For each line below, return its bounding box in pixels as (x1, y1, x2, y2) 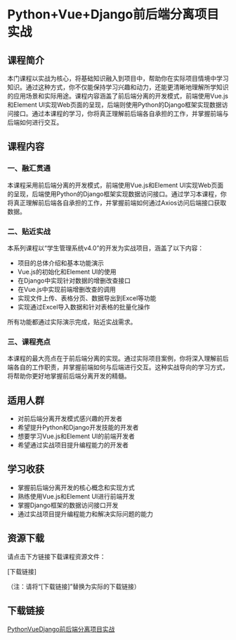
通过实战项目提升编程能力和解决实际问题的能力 (17, 509, 153, 518)
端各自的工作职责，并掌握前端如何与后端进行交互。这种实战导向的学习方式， (7, 363, 229, 371)
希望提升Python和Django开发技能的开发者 (17, 423, 139, 432)
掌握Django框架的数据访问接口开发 (17, 501, 119, 509)
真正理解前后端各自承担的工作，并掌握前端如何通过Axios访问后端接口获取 (13, 198, 227, 207)
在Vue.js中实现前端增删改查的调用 (17, 285, 116, 293)
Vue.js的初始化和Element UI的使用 (17, 267, 117, 276)
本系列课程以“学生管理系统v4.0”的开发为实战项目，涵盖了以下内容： (7, 243, 204, 252)
